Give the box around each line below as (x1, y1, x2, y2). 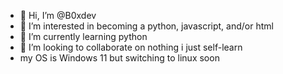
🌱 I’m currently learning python (19, 31, 148, 42)
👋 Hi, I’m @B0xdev (19, 10, 97, 21)
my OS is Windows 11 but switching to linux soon (19, 52, 220, 64)
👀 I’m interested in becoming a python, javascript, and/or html (19, 20, 274, 32)
